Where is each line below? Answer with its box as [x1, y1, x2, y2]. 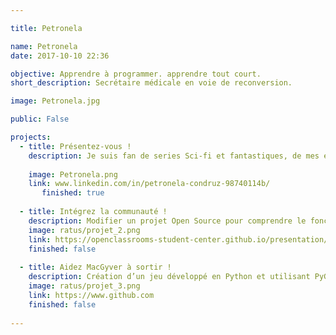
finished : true [41, 188, 105, 198]
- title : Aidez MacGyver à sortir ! [19, 262, 172, 273]
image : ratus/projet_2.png [28, 225, 141, 235]
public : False [10, 114, 70, 125]
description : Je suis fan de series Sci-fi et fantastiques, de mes [28, 151, 320, 161]
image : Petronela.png [28, 169, 118, 180]
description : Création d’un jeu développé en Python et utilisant [28, 272, 311, 282]
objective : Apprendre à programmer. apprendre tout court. [10, 69, 262, 79]
